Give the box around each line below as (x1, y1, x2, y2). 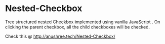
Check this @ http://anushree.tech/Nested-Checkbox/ (5, 33, 116, 39)
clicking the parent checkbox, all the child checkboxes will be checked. (5, 24, 150, 29)
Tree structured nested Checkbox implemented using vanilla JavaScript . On (5, 19, 161, 25)
